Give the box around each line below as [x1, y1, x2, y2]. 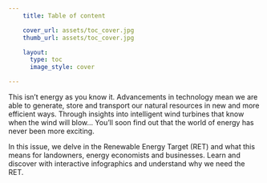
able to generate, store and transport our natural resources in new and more [8, 101, 260, 110]
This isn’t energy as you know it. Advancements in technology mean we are [8, 92, 258, 101]
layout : [22, 48, 48, 56]
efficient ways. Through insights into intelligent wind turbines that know [8, 109, 245, 119]
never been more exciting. [8, 126, 95, 136]
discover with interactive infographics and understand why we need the [8, 159, 245, 169]
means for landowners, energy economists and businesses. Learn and [8, 150, 241, 160]
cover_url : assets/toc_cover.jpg [22, 26, 135, 35]
